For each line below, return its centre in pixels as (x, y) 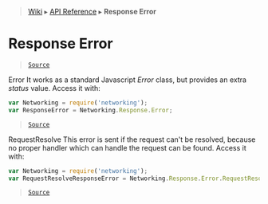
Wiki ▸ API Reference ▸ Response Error (92, 12)
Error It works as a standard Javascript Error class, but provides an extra (128, 80)
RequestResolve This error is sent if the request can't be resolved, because (132, 139)
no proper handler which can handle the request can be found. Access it (128, 147)
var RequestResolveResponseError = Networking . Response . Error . (116, 178)
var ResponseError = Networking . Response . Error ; (91, 110)
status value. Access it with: (55, 88)
